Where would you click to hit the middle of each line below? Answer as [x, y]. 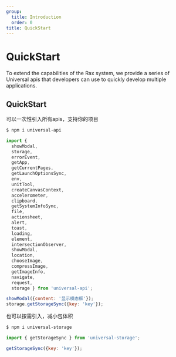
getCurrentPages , [33, 168]
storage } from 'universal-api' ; [52, 288]
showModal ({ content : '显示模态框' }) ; [50, 299]
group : [14, 11]
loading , [22, 233]
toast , [19, 228]
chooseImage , [27, 261]
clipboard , [25, 201]
